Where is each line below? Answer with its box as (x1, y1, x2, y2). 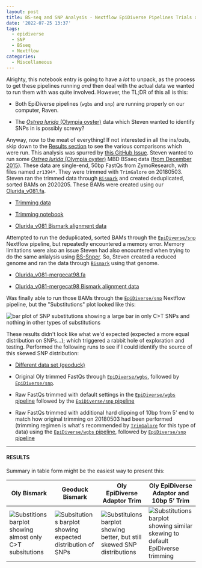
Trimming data (14, 199, 51, 206)
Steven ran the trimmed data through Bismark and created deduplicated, (6, 174, 185, 182)
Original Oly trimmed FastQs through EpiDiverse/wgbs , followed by (14, 373, 179, 380)
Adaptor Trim (102, 496, 141, 505)
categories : (6, 53, 36, 60)
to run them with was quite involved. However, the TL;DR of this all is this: (6, 88, 188, 96)
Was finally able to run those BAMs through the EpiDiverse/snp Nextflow (6, 294, 186, 301)
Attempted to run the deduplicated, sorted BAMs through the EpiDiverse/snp (6, 234, 196, 241)
